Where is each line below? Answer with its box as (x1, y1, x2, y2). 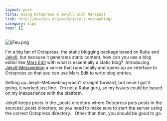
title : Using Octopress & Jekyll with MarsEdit (5, 12, 106, 17)
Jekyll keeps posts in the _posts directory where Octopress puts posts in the (5, 100, 163, 106)
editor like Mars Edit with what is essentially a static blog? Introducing (5, 60, 150, 65)
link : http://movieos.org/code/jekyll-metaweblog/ (5, 16, 113, 21)
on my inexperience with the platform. (5, 90, 83, 96)
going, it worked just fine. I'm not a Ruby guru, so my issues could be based (5, 85, 163, 91)
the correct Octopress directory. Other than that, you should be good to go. (5, 110, 163, 117)
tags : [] (5, 26, 23, 31)
